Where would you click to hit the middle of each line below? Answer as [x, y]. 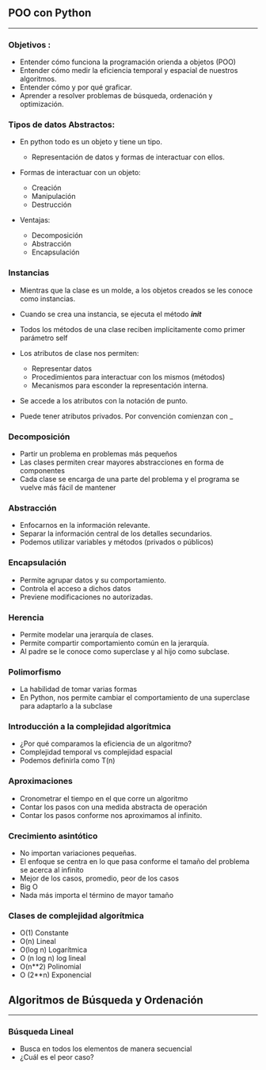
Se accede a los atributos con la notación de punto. [104, 400]
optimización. [42, 104]
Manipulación [53, 197]
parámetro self [44, 338]
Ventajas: [35, 220]
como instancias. [47, 298]
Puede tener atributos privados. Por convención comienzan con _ [126, 416]
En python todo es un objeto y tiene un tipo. [91, 142]
